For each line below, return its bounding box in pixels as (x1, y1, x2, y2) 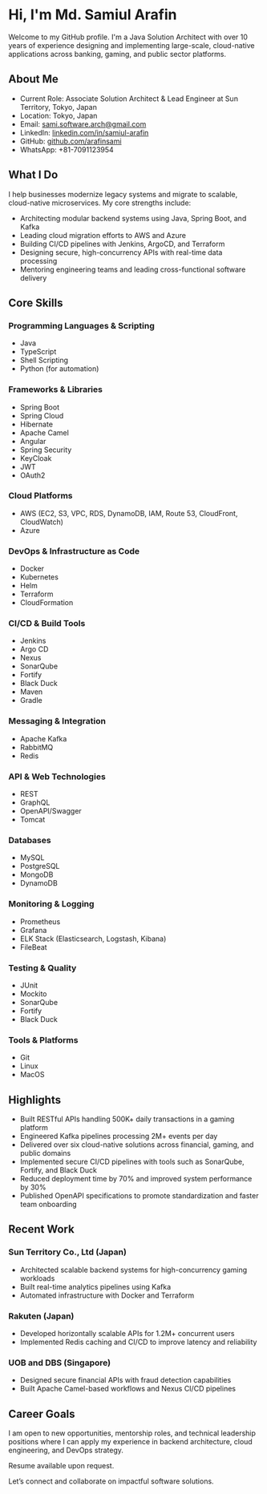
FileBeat (19, 942, 47, 951)
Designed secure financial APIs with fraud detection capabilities (19, 1375, 232, 1385)
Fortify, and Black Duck (19, 1165, 98, 1175)
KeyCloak (19, 453, 52, 462)
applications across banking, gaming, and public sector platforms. (8, 49, 227, 59)
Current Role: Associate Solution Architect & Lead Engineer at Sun (19, 94, 239, 103)
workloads (19, 1273, 55, 1283)
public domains (19, 1149, 71, 1158)
